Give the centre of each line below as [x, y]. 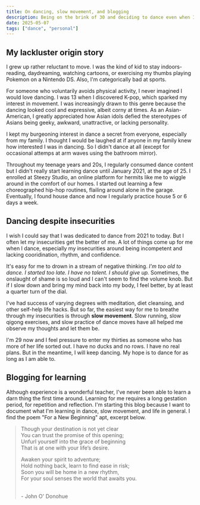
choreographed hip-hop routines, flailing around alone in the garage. [90, 190]
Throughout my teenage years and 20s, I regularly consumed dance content [100, 165]
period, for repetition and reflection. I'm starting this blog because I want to [98, 404]
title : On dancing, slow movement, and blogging [68, 12]
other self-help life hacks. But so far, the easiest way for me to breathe [93, 309]
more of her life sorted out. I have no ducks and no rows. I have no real [93, 346]
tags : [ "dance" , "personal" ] [42, 28]
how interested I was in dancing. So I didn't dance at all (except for [88, 147]
